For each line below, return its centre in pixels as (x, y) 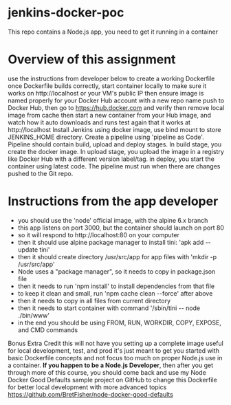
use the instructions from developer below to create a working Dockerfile (111, 78)
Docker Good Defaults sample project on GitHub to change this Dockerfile (112, 380)
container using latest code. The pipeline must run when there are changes (114, 166)
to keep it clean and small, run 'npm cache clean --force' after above (115, 293)
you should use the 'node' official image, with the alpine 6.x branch (113, 220)
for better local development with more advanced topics (87, 387)
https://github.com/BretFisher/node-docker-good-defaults (91, 394)
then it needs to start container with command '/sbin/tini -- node (109, 308)
